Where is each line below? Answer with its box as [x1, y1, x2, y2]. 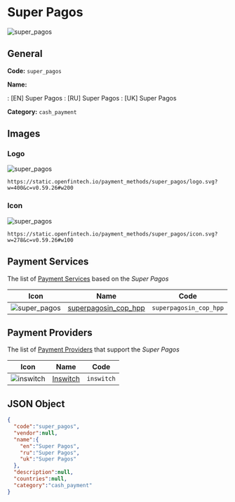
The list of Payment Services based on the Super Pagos [7, 274, 169, 283]
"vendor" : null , [13, 430, 58, 437]
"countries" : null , [13, 475, 68, 482]
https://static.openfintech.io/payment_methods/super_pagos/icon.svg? [7, 230, 218, 238]
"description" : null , [13, 469, 74, 476]
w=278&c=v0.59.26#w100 [7, 236, 74, 243]
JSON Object [7, 398, 65, 410]
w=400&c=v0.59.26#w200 [7, 184, 74, 192]
